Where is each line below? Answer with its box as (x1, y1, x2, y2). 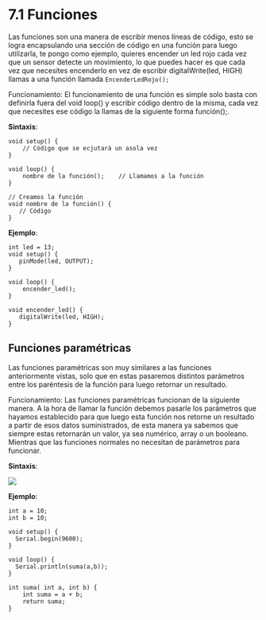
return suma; (22, 597, 66, 606)
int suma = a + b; (22, 591, 83, 599)
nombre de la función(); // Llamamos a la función (22, 172, 204, 180)
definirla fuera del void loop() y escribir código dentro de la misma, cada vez (8, 98, 259, 107)
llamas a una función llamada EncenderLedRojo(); (8, 74, 169, 84)
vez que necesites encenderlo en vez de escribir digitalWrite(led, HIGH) (8, 65, 243, 75)
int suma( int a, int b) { (8, 583, 98, 591)
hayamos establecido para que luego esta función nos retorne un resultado (8, 411, 255, 421)
